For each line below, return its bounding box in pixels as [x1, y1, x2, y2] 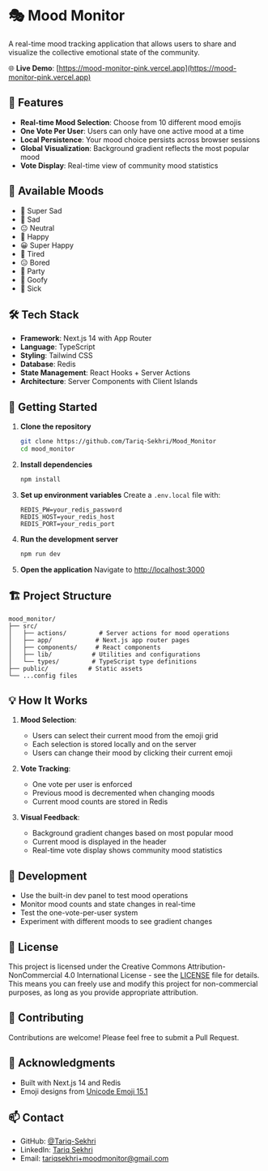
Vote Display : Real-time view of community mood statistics [19, 160, 219, 171]
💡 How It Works [8, 694, 88, 707]
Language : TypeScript [19, 342, 96, 352]
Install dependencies [19, 460, 93, 469]
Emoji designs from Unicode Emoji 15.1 [19, 1086, 148, 1096]
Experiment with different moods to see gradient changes [19, 917, 213, 927]
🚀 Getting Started [8, 400, 98, 414]
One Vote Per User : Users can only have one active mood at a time [19, 126, 245, 136]
